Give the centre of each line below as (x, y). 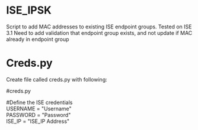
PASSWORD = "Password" (39, 115)
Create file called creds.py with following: (57, 79)
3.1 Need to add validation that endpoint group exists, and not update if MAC (99, 32)
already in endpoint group (38, 39)
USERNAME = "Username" (39, 108)
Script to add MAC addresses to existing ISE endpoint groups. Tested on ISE (99, 27)
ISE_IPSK (29, 10)
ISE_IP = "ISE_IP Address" (38, 121)
